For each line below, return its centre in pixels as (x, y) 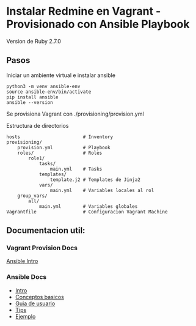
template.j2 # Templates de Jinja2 (95, 180)
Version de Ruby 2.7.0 (34, 41)
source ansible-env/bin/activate (49, 92)
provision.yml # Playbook (64, 147)
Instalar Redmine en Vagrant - (84, 11)
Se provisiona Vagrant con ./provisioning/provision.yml (75, 114)
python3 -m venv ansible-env (43, 86)
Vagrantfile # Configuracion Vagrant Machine (87, 212)
